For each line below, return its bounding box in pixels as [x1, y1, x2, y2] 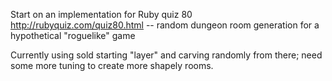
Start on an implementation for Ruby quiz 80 [10, 9, 193, 20]
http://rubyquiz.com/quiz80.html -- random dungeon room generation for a [10, 19, 320, 31]
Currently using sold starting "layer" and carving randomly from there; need [10, 49, 323, 61]
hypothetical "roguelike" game [10, 30, 136, 41]
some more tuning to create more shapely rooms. [10, 60, 214, 71]
